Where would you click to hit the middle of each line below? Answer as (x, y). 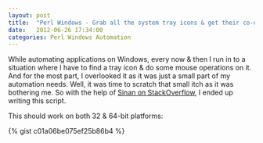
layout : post (29, 15)
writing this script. (37, 101)
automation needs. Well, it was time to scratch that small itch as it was (121, 84)
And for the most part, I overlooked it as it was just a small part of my (119, 76)
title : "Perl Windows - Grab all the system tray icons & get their (124, 23)
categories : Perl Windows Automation (70, 37)
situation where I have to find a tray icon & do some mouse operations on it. (130, 68)
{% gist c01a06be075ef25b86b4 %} (67, 131)
